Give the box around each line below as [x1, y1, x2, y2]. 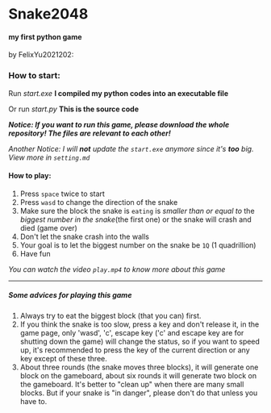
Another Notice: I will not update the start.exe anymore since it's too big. [8, 144, 254, 153]
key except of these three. [19, 353, 107, 363]
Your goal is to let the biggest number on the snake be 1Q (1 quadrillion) [19, 240, 256, 250]
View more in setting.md [8, 152, 90, 162]
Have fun [19, 248, 51, 258]
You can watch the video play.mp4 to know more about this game [8, 264, 226, 274]
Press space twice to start [19, 189, 105, 198]
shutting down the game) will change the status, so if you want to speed [19, 336, 261, 346]
